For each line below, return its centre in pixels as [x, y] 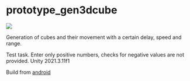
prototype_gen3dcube [62, 10]
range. [14, 43]
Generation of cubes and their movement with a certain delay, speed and [94, 37]
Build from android [28, 72]
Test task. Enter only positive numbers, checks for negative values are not [95, 54]
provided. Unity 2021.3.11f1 [38, 61]
